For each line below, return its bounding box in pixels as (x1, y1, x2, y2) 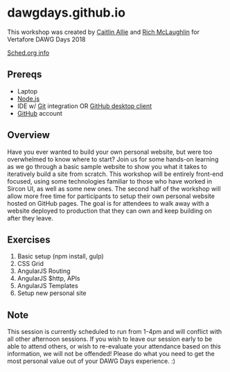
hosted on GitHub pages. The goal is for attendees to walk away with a (7, 199, 209, 207)
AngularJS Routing (17, 267, 71, 275)
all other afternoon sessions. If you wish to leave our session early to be (7, 335, 213, 344)
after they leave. (7, 213, 54, 222)
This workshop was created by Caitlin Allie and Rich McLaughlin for (7, 28, 200, 36)
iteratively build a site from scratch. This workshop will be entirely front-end (7, 170, 224, 178)
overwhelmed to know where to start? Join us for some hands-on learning (7, 154, 219, 163)
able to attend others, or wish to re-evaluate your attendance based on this (7, 342, 222, 351)
